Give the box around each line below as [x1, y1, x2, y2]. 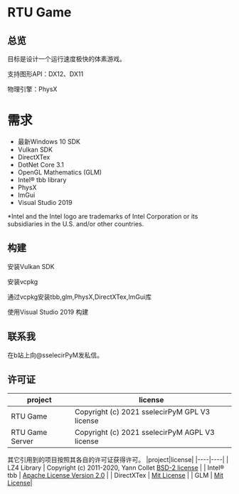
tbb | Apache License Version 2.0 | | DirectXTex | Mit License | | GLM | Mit [7, 471, 224, 480]
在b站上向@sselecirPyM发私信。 [7, 350, 103, 359]
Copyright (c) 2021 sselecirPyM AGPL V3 [74, 428, 215, 438]
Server [11, 436, 33, 446]
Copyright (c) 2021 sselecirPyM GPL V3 [74, 407, 211, 417]
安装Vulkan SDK [7, 262, 55, 270]
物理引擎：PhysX [7, 85, 58, 93]
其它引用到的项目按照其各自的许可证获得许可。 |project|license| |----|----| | [7, 456, 229, 464]
